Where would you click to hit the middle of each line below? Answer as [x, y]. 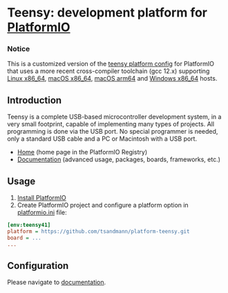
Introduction [35, 100]
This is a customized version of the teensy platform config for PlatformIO [111, 64]
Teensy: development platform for [107, 13]
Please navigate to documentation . [57, 282]
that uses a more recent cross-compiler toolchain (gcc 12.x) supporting [108, 71]
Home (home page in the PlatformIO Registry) [82, 152]
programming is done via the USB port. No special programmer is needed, [113, 132]
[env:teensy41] [29, 225]
